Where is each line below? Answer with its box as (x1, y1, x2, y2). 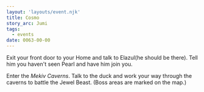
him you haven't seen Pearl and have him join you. (6, 60, 133, 68)
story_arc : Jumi (6, 20, 48, 26)
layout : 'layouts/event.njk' (6, 9, 81, 15)
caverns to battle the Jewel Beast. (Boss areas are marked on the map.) (6, 79, 187, 86)
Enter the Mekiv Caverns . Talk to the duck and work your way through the (6, 73, 192, 79)
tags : (6, 26, 20, 32)
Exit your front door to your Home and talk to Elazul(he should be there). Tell (6, 54, 199, 61)
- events (12, 32, 34, 38)
